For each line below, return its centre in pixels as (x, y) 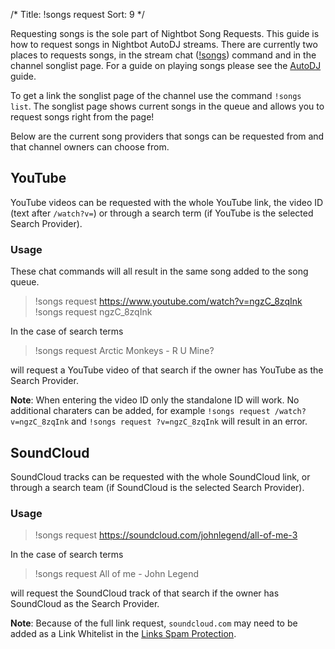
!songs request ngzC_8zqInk (93, 312)
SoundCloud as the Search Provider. (85, 604)
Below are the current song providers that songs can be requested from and (167, 136)
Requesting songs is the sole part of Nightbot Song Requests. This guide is (165, 33)
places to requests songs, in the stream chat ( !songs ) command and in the (163, 55)
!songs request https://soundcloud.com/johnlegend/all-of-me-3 (166, 535)
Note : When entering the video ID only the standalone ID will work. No (155, 400)
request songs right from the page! (82, 117)
